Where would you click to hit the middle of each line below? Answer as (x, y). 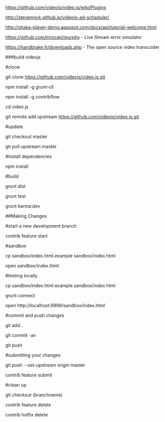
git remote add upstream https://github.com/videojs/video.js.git (72, 117)
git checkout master (26, 136)
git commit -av (21, 335)
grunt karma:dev (23, 206)
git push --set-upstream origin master (45, 365)
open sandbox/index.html (32, 266)
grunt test (16, 196)
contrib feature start (26, 236)
